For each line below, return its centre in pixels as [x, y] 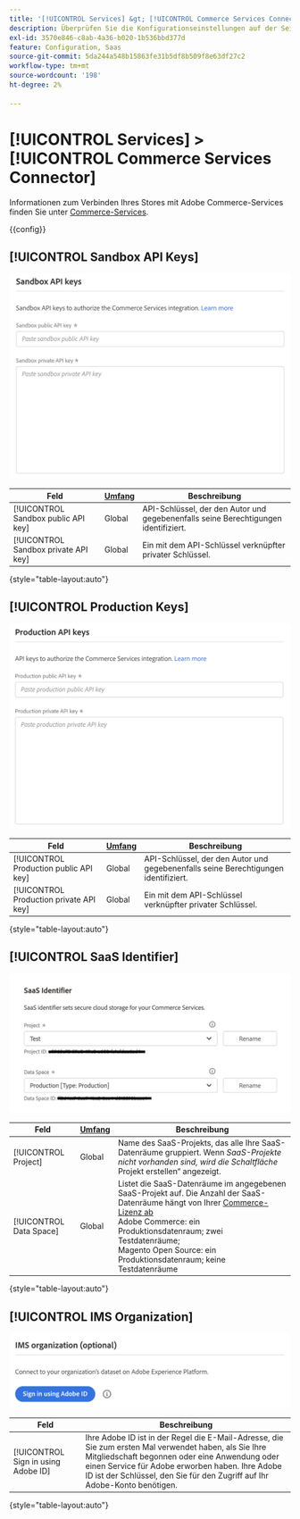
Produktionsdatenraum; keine [171, 1259]
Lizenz [130, 1212]
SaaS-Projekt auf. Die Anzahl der [179, 1193]
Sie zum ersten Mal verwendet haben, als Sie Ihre [176, 1448]
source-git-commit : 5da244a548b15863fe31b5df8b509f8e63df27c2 [127, 57]
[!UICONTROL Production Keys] [99, 607]
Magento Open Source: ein [167, 1249]
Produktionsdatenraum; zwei [170, 1231]
